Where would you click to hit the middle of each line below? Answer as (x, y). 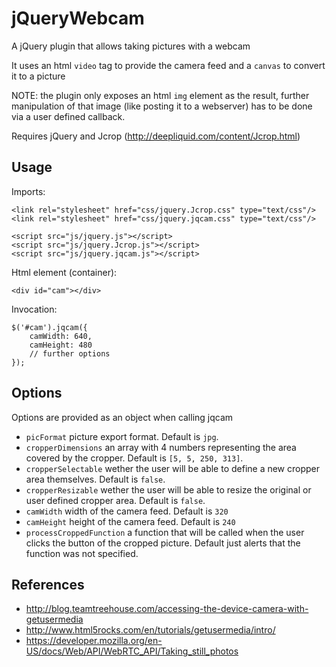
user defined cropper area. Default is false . (115, 500)
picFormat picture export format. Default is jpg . (122, 436)
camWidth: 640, (61, 336)
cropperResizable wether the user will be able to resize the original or (168, 489)
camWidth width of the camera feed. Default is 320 (127, 511)
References (48, 584)
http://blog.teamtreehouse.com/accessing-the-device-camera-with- (167, 609)
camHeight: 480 (61, 345)
